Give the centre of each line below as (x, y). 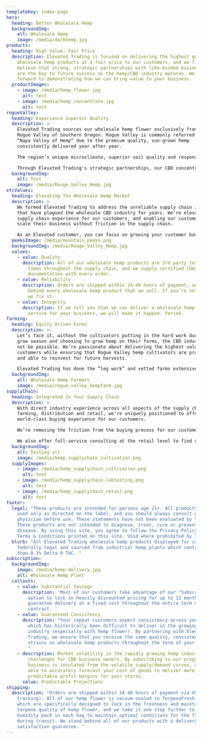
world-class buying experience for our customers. (82, 419)
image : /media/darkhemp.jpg (52, 40)
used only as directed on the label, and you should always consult (105, 514)
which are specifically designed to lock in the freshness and (98, 704)
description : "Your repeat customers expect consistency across (104, 620)
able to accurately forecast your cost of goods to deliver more (112, 670)
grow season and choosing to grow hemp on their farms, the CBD (99, 341)
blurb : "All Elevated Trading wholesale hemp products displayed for (100, 542)
